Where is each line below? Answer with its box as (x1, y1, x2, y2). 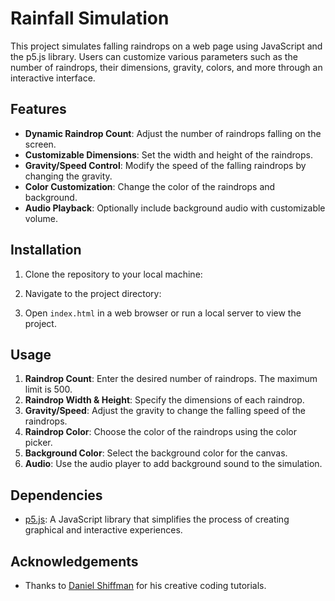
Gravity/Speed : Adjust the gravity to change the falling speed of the (24, 405, 307, 417)
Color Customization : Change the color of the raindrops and (24, 180, 276, 192)
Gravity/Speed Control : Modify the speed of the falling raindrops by (24, 159, 307, 171)
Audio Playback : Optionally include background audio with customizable (24, 202, 326, 214)
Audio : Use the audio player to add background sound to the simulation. (24, 458, 323, 470)
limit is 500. (24, 383, 73, 396)
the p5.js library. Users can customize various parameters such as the (10, 50, 298, 62)
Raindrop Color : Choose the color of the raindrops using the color (24, 426, 298, 438)
